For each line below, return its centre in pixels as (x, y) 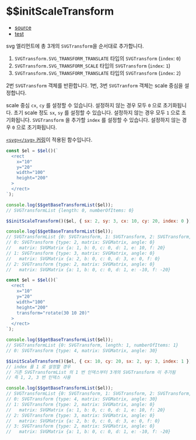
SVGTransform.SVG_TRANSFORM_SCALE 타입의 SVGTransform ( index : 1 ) (92, 66)
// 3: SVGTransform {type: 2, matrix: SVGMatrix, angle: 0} (81, 427)
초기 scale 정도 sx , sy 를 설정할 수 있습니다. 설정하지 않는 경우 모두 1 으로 (97, 112)
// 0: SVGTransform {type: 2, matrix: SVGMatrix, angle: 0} (81, 243)
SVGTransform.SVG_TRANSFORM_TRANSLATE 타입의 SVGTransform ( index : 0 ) (98, 58)
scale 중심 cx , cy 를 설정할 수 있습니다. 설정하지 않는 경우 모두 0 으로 (84, 105)
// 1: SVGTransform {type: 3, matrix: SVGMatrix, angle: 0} (81, 253)
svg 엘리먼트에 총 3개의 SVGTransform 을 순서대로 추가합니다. (75, 46)
